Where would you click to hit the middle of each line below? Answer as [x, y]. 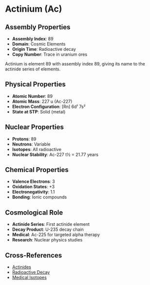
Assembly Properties [38, 27]
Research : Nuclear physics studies [47, 240]
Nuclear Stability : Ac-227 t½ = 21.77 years [55, 154]
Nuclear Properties [35, 127]
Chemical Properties [37, 170]
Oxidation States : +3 [33, 187]
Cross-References [34, 255]
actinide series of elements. [33, 69]
